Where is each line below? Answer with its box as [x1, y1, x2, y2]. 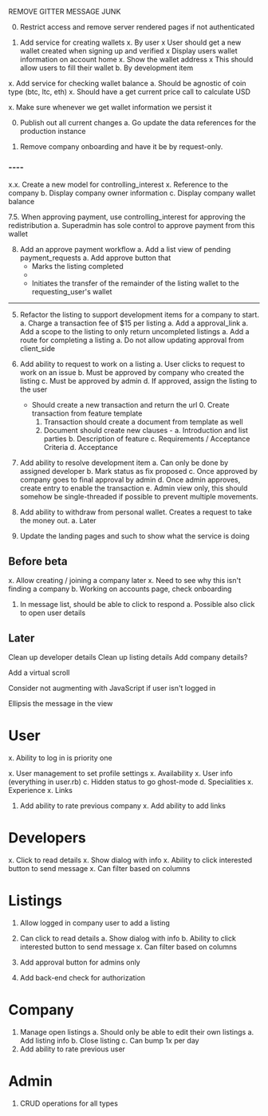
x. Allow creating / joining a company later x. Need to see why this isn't [8, 576, 242, 586]
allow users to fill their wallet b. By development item [19, 63, 194, 73]
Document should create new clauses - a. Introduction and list [43, 426, 249, 436]
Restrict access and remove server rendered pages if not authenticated [19, 22, 255, 31]
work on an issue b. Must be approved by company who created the [19, 368, 245, 377]
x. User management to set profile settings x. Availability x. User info [8, 768, 233, 778]
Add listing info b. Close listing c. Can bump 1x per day [19, 1035, 199, 1045]
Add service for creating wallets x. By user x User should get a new [19, 37, 242, 47]
